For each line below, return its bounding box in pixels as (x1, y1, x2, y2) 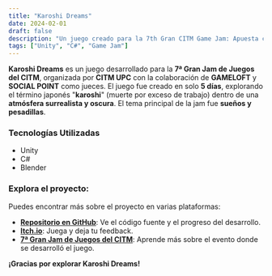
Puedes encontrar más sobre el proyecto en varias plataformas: (8, 202, 221, 211)
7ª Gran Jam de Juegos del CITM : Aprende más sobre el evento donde (19, 234, 259, 244)
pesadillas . (8, 107, 46, 117)
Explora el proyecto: (8, 183, 89, 194)
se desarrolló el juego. (19, 243, 95, 253)
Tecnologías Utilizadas (8, 127, 100, 138)
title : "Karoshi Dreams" (8, 11, 92, 20)
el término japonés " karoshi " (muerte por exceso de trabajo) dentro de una (8, 90, 259, 100)
